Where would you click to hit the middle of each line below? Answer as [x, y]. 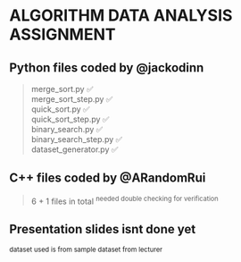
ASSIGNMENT [62, 34]
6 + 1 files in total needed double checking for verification [125, 200]
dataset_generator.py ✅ [75, 149]
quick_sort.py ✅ [60, 109]
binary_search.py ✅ [67, 129]
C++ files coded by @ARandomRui [108, 178]
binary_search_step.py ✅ [77, 139]
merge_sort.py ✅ [62, 89]
